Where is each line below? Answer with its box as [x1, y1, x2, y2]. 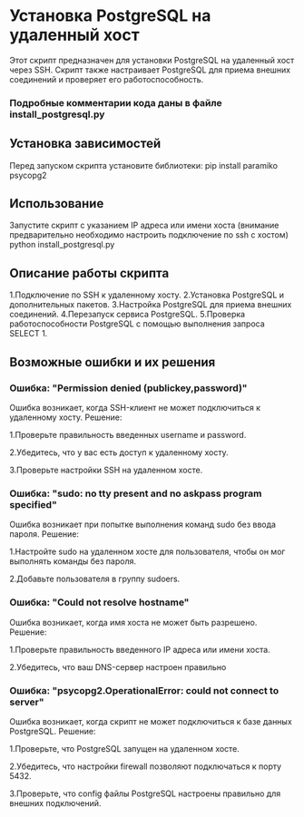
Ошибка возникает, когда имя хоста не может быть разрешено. [9, 617, 258, 627]
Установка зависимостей [9, 136, 162, 151]
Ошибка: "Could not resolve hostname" [9, 596, 190, 608]
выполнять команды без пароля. [9, 556, 137, 567]
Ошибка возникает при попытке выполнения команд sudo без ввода [9, 519, 277, 530]
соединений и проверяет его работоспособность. [9, 73, 204, 84]
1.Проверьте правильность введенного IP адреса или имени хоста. [9, 644, 270, 655]
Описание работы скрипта [9, 265, 170, 281]
